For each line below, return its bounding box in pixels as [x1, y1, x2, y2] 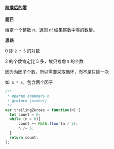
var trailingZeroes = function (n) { [5, 108, 80, 112]
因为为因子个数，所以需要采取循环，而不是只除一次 [5, 69, 109, 75]
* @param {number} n [7, 94, 50, 99]
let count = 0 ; [9, 112, 41, 117]
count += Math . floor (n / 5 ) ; [18, 121, 78, 126]
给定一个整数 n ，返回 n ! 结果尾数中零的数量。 [5, 27, 98, 33]
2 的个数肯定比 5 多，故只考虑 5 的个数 [5, 58, 84, 64]
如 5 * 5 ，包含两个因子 [5, 79, 53, 85]
